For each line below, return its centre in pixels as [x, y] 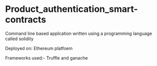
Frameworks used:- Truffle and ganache [47, 58]
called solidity [19, 39]
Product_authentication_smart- [72, 9]
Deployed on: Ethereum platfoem [39, 48]
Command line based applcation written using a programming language [79, 33]
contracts [26, 20]
